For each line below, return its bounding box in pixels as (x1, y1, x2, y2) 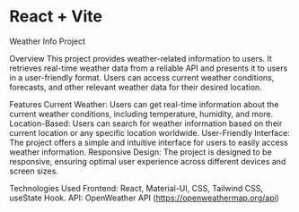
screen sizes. (9, 165, 58, 176)
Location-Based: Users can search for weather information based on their (9, 118, 283, 129)
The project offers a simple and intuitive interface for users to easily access (9, 137, 289, 148)
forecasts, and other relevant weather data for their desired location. (9, 81, 262, 92)
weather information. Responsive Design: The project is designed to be (9, 146, 272, 157)
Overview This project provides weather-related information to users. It (9, 53, 272, 64)
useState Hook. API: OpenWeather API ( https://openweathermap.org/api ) (9, 192, 280, 203)
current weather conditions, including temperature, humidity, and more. (9, 108, 274, 119)
